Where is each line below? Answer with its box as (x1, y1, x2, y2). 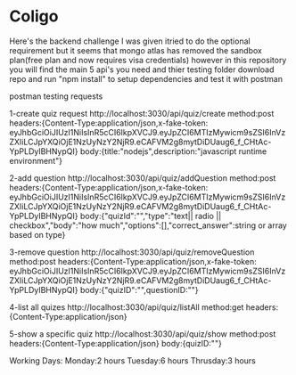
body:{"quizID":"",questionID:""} (79, 284, 199, 295)
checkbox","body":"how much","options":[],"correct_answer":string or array (9, 220, 287, 231)
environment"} (9, 155, 62, 166)
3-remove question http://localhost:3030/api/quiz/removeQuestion (9, 247, 255, 257)
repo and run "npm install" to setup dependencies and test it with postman (9, 73, 284, 84)
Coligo (9, 6, 59, 27)
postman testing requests (9, 91, 103, 102)
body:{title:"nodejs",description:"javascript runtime (79, 145, 267, 157)
